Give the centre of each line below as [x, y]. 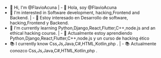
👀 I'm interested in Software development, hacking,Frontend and [75, 13]
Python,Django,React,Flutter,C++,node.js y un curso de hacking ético [80, 38]
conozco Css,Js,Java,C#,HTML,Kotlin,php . [54, 51]
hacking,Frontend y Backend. [39, 23]
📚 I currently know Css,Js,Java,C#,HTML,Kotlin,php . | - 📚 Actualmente [83, 44]
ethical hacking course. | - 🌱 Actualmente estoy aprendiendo [71, 33]
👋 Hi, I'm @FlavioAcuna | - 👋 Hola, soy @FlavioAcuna [63, 7]
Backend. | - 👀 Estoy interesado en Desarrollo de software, [69, 18]
